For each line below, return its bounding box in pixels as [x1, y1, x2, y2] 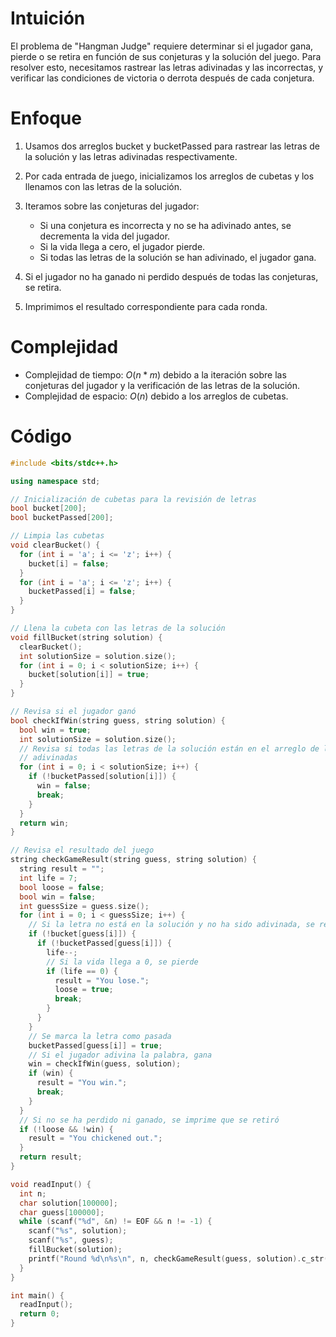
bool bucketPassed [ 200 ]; [10, 513, 114, 523]
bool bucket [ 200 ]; [10, 503, 87, 514]
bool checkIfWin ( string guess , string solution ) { [10, 715, 226, 726]
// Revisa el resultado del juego [10, 845, 155, 856]
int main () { [10, 1290, 65, 1301]
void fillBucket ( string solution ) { [10, 632, 163, 642]
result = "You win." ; [36, 1078, 128, 1088]
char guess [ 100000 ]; [19, 1207, 105, 1217]
